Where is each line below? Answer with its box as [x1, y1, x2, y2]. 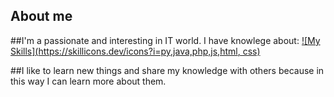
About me [10, 8, 73, 25]
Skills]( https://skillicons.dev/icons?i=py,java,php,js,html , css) [10, 45, 261, 57]
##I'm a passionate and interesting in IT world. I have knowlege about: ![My [10, 34, 321, 46]
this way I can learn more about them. [10, 75, 167, 87]
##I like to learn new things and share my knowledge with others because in [10, 64, 325, 76]
